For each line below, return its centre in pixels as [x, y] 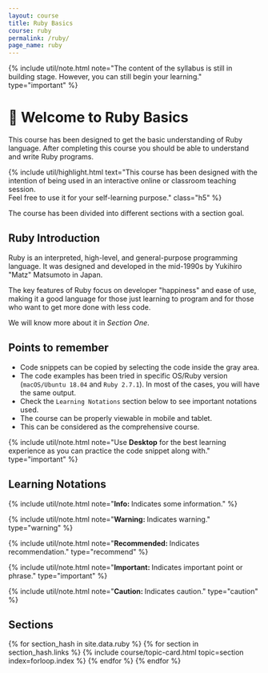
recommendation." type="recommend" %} [78, 551]
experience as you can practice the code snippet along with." [109, 451]
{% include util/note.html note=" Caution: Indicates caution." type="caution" [133, 591]
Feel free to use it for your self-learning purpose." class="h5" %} [115, 198]
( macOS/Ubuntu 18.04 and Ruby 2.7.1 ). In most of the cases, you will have [140, 384]
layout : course [34, 16]
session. [22, 190]
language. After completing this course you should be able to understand [129, 148]
